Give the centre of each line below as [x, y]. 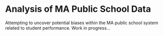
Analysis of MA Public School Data [78, 9]
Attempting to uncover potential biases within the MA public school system [82, 23]
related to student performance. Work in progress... [58, 28]
